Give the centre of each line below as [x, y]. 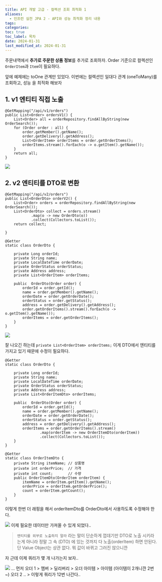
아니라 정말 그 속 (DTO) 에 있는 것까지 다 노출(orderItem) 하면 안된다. [92, 542]
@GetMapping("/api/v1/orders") [37, 111]
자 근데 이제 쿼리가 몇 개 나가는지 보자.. [42, 558]
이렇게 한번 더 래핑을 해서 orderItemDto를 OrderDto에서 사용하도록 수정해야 [77, 509]
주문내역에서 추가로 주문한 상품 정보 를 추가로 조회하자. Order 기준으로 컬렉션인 [79, 60]
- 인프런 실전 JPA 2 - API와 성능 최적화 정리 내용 [55, 18]
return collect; [30, 224]
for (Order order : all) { [41, 128]
